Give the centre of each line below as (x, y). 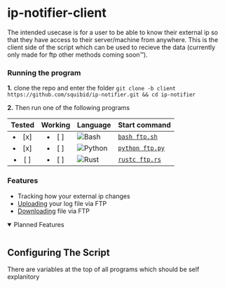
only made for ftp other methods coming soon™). (78, 55)
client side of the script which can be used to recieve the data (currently (111, 47)
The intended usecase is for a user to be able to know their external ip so (113, 32)
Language (94, 125)
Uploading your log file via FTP (62, 203)
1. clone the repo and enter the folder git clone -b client (92, 88)
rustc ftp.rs (139, 160)
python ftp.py (142, 148)
